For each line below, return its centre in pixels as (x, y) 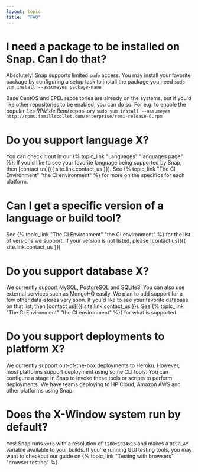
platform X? (35, 349)
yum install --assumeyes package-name (54, 87)
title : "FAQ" (24, 17)
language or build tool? (64, 218)
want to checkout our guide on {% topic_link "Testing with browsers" (90, 456)
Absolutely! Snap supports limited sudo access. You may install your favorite (98, 75)
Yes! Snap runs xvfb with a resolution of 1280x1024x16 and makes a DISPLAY (97, 444)
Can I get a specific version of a (85, 206)
